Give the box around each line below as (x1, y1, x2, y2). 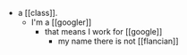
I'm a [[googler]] (30, 17, 92, 27)
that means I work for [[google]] (44, 27, 163, 36)
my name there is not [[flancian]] (57, 35, 179, 46)
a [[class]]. (17, 8, 58, 18)
